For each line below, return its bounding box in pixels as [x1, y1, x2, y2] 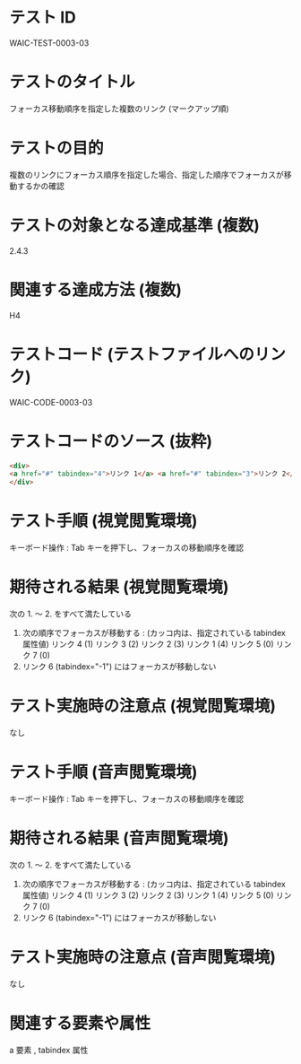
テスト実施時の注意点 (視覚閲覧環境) [9, 696, 276, 717]
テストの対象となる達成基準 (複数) [9, 215, 260, 235]
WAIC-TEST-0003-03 [9, 37, 90, 48]
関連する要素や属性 [9, 1014, 151, 1033]
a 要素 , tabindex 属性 [9, 1044, 89, 1055]
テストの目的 [9, 138, 105, 159]
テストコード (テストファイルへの [9, 344, 255, 364]
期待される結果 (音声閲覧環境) [9, 828, 229, 849]
